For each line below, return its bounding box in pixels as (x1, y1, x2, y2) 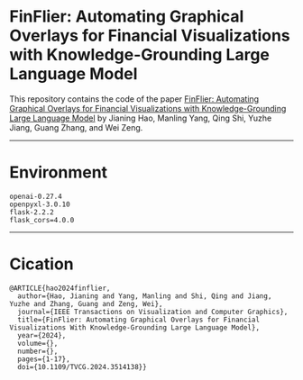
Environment (9, 162, 108, 183)
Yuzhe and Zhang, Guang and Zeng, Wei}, (9, 299, 164, 308)
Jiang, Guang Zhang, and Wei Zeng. (9, 122, 143, 132)
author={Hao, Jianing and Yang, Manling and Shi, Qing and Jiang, (17, 291, 272, 301)
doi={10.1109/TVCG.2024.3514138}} (17, 362, 147, 371)
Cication (9, 254, 74, 275)
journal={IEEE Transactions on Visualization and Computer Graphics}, (17, 307, 289, 316)
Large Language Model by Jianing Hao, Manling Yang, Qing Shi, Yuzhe (9, 113, 272, 123)
